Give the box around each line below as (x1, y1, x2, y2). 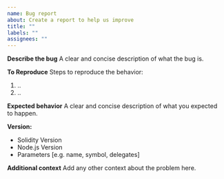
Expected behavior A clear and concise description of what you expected (7, 102, 218, 110)
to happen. (7, 109, 38, 118)
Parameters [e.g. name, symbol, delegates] (17, 151, 140, 159)
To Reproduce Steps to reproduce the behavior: (7, 68, 143, 76)
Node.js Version (17, 143, 63, 151)
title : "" (7, 23, 36, 30)
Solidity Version (17, 136, 62, 145)
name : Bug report (7, 10, 57, 17)
